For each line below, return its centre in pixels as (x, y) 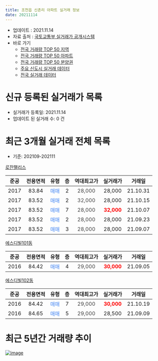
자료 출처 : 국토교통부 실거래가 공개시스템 (54, 36)
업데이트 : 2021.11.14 (33, 30)
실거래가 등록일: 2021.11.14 (39, 112)
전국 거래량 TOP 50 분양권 (47, 62)
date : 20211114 (21, 15)
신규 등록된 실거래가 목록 (54, 97)
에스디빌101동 (19, 243)
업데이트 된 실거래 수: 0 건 (39, 119)
